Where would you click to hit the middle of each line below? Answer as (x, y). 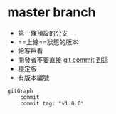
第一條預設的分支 (43, 33)
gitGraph (20, 91)
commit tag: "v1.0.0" (52, 103)
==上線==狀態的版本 (48, 42)
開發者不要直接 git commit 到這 (63, 59)
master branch (52, 12)
